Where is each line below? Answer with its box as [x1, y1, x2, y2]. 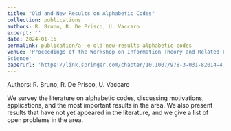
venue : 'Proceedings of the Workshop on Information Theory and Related [7, 49, 220, 56]
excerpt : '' [7, 29, 41, 37]
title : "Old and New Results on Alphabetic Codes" [7, 10, 155, 17]
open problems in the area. [7, 115, 84, 124]
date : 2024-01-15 [7, 36, 57, 43]
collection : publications [7, 17, 81, 23]
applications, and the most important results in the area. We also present [7, 101, 213, 109]
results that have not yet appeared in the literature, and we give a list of [7, 108, 209, 117]
